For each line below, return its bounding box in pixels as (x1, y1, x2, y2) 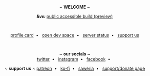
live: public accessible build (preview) (36, 14, 113, 19)
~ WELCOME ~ (59, 4, 90, 10)
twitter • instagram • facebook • (36, 56, 111, 62)
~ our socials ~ (59, 51, 90, 57)
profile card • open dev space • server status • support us (10, 32, 139, 38)
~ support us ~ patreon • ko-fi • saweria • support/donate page (4, 65, 145, 71)
